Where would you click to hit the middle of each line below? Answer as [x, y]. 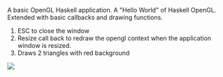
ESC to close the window [53, 31]
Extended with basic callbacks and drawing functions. [85, 17]
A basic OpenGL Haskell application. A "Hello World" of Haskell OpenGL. [112, 10]
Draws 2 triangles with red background [73, 53]
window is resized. [44, 45]
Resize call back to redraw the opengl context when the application [114, 38]
